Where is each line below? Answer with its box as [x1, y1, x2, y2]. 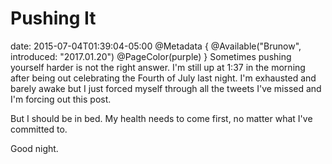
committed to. [10, 123, 68, 135]
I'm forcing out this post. [10, 93, 112, 105]
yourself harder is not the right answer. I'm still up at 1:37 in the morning [10, 61, 306, 73]
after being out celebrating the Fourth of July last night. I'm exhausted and [10, 72, 317, 84]
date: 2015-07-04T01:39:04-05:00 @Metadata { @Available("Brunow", [10, 40, 302, 52]
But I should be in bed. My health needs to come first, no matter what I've [10, 112, 313, 124]
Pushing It [10, 7, 97, 30]
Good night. [10, 142, 59, 154]
